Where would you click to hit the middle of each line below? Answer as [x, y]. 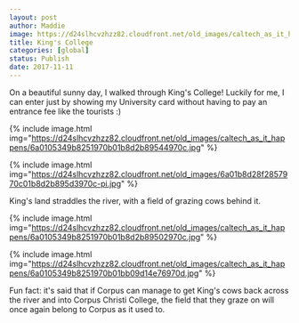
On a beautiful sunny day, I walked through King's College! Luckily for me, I [147, 92]
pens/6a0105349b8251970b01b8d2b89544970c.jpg [105, 147]
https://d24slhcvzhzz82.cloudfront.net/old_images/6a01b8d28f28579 [160, 174]
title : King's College [51, 42]
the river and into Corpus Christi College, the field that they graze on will [141, 300]
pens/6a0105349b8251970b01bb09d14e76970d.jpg [104, 273]
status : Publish [39, 59]
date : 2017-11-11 [41, 68]
